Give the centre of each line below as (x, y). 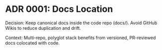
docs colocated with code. (32, 43)
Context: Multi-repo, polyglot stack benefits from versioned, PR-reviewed (81, 38)
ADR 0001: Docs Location (59, 9)
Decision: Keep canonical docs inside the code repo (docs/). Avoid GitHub (81, 23)
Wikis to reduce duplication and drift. (43, 28)
